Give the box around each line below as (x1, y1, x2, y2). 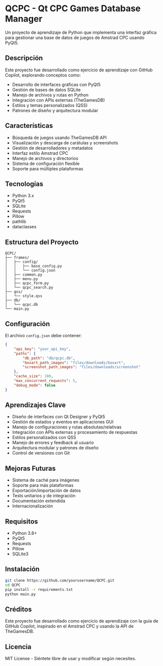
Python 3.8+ (12, 530, 38, 536)
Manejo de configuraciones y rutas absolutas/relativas (12, 424, 122, 430)
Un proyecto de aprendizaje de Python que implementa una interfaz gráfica (5, 29, 157, 35)
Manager (5, 13, 42, 24)
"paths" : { (14, 351, 36, 356)
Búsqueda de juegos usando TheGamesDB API (12, 135, 107, 141)
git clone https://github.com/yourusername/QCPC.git (5, 578, 115, 583)
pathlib (12, 219, 26, 224)
